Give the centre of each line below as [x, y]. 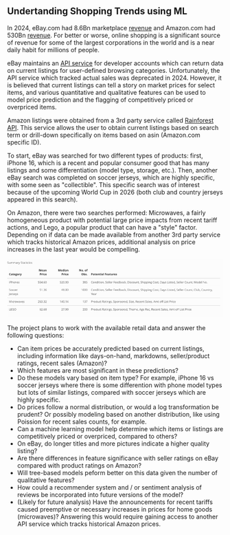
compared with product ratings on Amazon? [79, 466]
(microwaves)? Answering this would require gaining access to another [117, 517]
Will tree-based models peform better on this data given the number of [117, 473]
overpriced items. [32, 107]
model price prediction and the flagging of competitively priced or [100, 100]
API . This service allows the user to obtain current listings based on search [113, 127]
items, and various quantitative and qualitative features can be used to [106, 92]
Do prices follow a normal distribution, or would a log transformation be [118, 407]
